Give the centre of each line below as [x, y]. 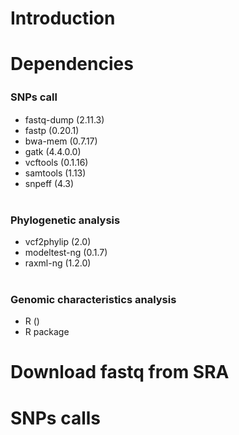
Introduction [63, 18]
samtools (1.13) [55, 173]
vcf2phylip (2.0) [58, 241]
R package [47, 332]
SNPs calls [55, 418]
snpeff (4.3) [49, 183]
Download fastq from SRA [120, 372]
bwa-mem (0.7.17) [61, 141]
